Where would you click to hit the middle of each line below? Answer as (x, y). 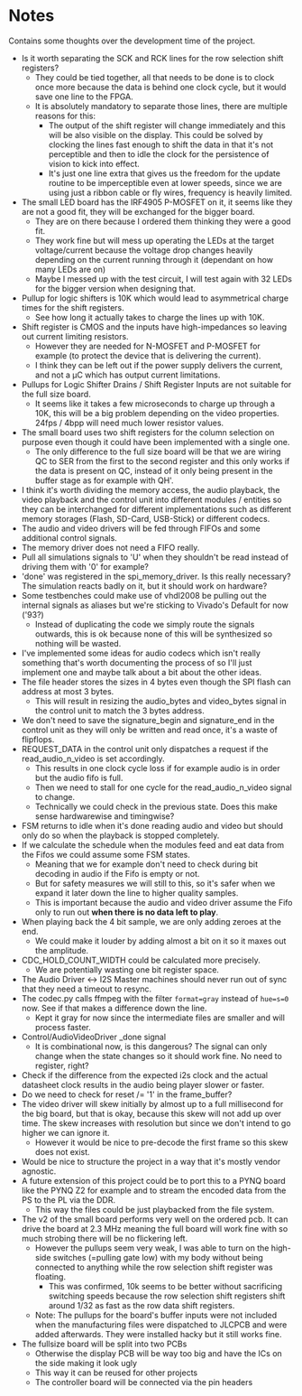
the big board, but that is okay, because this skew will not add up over (151, 1113)
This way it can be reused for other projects (116, 1373)
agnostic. (39, 1171)
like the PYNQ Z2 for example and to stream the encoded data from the (154, 1190)
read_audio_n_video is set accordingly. (93, 758)
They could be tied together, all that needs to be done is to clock (155, 77)
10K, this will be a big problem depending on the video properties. (157, 413)
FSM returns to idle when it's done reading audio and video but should (152, 825)
